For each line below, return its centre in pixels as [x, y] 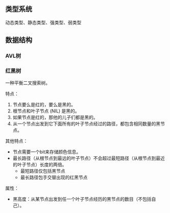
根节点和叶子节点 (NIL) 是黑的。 [46, 111]
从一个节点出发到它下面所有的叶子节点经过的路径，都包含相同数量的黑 [87, 124]
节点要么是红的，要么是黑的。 [44, 105]
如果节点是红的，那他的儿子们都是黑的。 [55, 117]
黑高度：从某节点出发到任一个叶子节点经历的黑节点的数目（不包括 [82, 199]
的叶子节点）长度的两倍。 [40, 164]
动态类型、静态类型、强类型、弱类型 [43, 22]
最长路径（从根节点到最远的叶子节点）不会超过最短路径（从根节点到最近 [89, 158]
